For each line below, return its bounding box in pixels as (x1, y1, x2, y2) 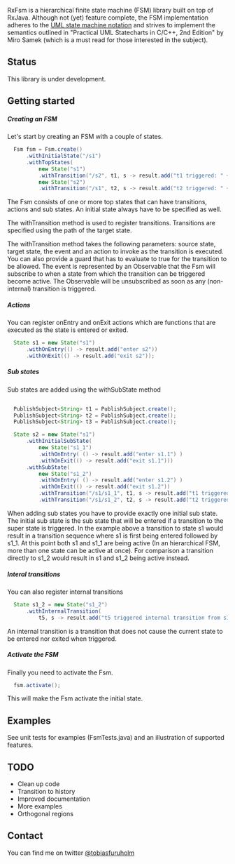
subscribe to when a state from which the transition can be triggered (7, 270, 206, 278)
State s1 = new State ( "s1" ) (13, 340, 96, 347)
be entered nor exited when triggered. (7, 634, 117, 643)
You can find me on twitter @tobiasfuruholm (7, 849, 135, 857)
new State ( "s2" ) (38, 178, 86, 185)
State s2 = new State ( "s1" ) (13, 431, 96, 438)
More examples (17, 802, 63, 811)
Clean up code (17, 780, 60, 788)
